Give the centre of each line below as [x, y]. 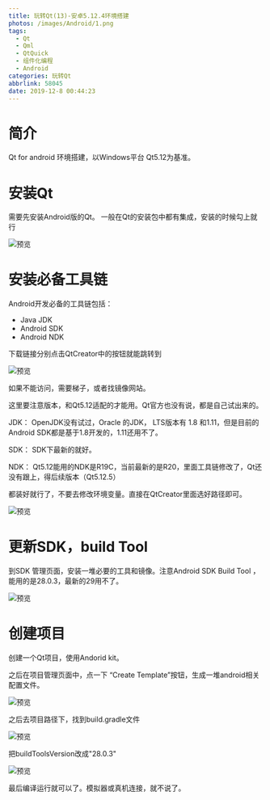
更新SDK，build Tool [78, 547]
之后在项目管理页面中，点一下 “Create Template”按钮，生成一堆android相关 [134, 675]
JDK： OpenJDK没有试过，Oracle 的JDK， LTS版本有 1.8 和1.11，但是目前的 [134, 423]
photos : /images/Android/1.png [61, 23]
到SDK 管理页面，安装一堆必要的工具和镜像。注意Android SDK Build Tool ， [134, 571]
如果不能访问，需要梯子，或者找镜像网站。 [79, 388]
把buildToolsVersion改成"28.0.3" [63, 754]
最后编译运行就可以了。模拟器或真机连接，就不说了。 [97, 788]
